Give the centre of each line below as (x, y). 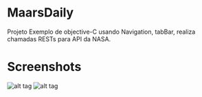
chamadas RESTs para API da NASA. (59, 39)
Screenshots (44, 67)
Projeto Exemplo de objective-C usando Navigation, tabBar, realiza (101, 32)
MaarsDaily (41, 13)
